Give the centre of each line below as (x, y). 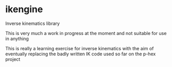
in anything (17, 39)
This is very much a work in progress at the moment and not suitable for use (86, 33)
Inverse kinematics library (33, 23)
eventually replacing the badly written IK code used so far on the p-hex (81, 54)
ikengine (24, 9)
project (13, 59)
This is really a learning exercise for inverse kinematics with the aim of (80, 48)
